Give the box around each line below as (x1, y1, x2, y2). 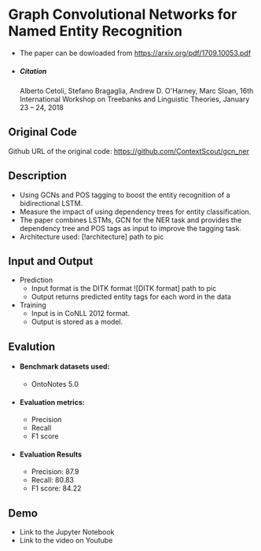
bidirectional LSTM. (19, 198, 83, 208)
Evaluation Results (19, 450, 83, 459)
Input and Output (8, 254, 94, 268)
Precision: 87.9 (31, 467, 79, 476)
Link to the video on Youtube (19, 536, 113, 545)
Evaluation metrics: (19, 397, 85, 406)
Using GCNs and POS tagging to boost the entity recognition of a (19, 190, 230, 200)
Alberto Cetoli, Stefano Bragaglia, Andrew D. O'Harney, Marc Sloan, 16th (19, 86, 254, 95)
